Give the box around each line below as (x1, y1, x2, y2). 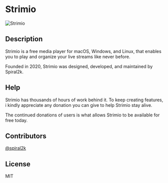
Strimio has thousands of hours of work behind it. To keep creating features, (5, 97, 163, 103)
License (5, 160, 31, 168)
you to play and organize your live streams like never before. (5, 53, 131, 59)
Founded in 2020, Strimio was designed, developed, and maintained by (5, 63, 153, 69)
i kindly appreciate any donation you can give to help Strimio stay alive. (5, 102, 152, 108)
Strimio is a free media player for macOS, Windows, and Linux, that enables (5, 48, 162, 54)
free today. (5, 117, 28, 123)
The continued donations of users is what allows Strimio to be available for (5, 112, 160, 118)
